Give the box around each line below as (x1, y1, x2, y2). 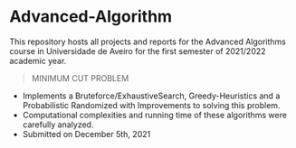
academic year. (9, 55, 67, 66)
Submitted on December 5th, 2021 (22, 128, 151, 139)
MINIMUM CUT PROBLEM (31, 72, 129, 83)
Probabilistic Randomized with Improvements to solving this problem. (22, 99, 281, 110)
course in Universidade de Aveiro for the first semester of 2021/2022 (9, 45, 266, 56)
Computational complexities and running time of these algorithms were (22, 109, 288, 120)
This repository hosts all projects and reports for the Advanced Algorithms (9, 36, 287, 47)
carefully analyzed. (22, 119, 94, 130)
